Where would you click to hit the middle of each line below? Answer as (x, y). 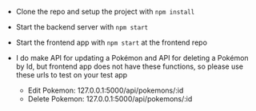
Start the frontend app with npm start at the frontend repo (112, 42)
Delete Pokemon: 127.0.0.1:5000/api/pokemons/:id (110, 99)
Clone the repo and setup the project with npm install (105, 12)
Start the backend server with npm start (82, 27)
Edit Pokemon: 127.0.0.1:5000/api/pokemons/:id (106, 90)
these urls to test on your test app (72, 75)
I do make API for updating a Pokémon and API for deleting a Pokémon (132, 58)
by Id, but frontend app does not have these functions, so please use (130, 66)
